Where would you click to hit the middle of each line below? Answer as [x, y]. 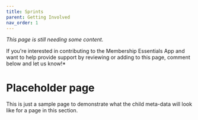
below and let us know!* [36, 64]
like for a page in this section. [42, 110]
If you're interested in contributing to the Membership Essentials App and [95, 51]
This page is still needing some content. [55, 40]
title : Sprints [25, 12]
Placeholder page [50, 88]
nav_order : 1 [22, 23]
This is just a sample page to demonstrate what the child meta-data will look [99, 104]
